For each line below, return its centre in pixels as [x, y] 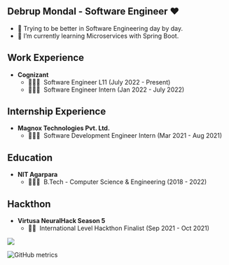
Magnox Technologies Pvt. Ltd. [64, 128]
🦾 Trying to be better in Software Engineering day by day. [100, 28]
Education [30, 158]
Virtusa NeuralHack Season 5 [61, 221]
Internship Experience [57, 112]
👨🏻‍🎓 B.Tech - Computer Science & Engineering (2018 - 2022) [117, 182]
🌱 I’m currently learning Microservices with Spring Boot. [98, 36]
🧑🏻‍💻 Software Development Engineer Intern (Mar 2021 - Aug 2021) [125, 136]
